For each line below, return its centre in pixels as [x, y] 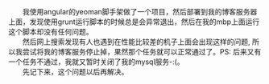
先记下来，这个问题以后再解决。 [75, 72]
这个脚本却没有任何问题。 [51, 32]
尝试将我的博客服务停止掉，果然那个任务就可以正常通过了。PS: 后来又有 [142, 52]
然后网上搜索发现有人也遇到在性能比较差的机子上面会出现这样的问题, [137, 42]
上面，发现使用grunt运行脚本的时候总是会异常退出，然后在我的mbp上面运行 [134, 22]
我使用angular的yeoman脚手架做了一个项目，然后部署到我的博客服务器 [140, 12]
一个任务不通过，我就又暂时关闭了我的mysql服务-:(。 [96, 62]
